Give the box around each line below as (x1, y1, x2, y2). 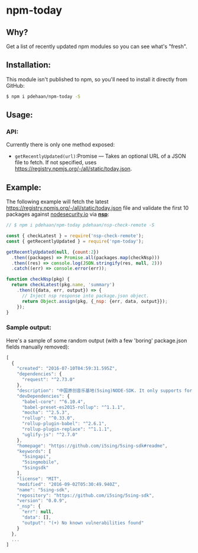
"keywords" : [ (17, 448, 51, 454)
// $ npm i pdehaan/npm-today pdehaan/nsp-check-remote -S (6, 222, 155, 228)
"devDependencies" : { (17, 393, 70, 399)
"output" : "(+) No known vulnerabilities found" (21, 520, 144, 526)
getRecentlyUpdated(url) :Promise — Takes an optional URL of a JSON (14, 152, 186, 160)
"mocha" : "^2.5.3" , (21, 410, 70, 415)
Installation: (6, 60, 51, 70)
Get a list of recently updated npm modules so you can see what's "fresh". (6, 43, 187, 50)
